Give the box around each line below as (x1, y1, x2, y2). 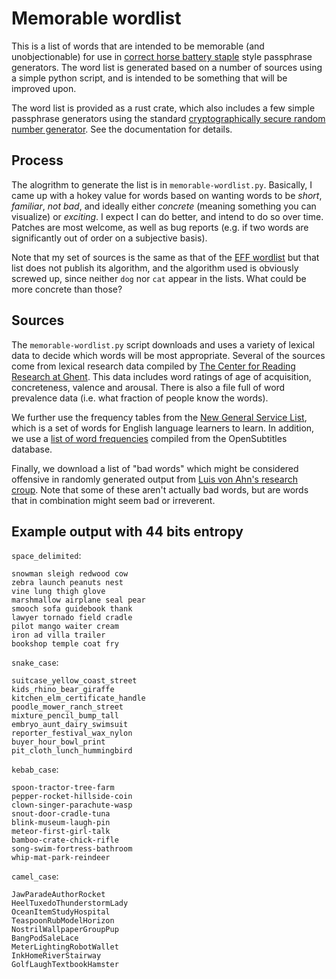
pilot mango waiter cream (11, 622, 119, 632)
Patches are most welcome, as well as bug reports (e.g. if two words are (11, 221, 309, 233)
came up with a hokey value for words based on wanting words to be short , (11, 189, 323, 201)
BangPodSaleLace (11, 933, 79, 944)
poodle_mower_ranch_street (11, 702, 124, 712)
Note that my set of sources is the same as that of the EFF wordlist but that (11, 251, 320, 263)
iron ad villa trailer (11, 630, 106, 641)
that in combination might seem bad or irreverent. (11, 494, 216, 506)
